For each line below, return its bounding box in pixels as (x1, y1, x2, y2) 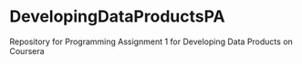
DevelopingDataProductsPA (9, 6, 225, 27)
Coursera (9, 45, 45, 56)
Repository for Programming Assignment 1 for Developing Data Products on (9, 36, 294, 47)
